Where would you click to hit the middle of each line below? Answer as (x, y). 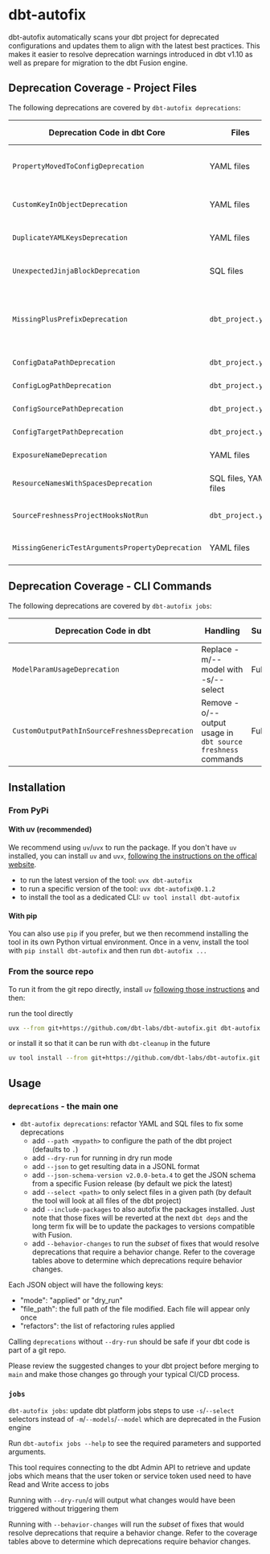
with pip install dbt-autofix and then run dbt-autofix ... (108, 951)
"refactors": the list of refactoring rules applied (97, 1326)
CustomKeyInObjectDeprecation (70, 204)
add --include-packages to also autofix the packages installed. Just (143, 1209)
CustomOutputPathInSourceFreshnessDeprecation (103, 731)
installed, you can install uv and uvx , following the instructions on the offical (133, 856)
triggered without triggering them (63, 1509)
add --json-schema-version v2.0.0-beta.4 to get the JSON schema (144, 1175)
